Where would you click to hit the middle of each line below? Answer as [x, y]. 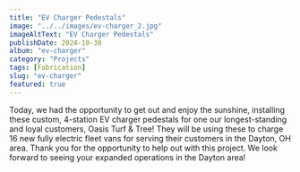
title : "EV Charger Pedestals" [68, 17]
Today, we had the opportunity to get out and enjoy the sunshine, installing [147, 109]
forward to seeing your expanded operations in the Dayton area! [128, 157]
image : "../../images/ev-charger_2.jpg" [86, 26]
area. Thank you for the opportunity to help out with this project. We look [143, 148]
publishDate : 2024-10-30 [56, 43]
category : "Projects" [50, 59]
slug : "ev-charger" [46, 76]
